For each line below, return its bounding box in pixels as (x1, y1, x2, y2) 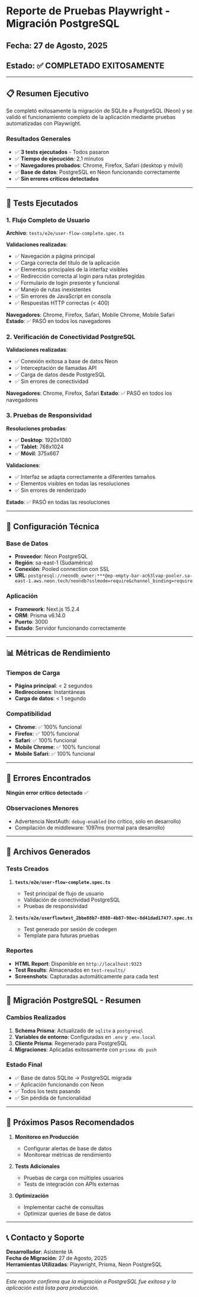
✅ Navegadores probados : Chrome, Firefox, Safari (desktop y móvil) (14, 162, 184, 169)
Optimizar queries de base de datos (23, 1210, 111, 1217)
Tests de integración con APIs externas (23, 1180, 120, 1188)
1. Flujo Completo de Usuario (6, 216, 90, 224)
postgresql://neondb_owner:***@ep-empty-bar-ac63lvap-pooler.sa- (28, 573, 192, 579)
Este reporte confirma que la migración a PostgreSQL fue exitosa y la (6, 1278, 176, 1285)
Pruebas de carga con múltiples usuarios (23, 1174, 124, 1181)
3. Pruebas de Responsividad (6, 412, 92, 420)
